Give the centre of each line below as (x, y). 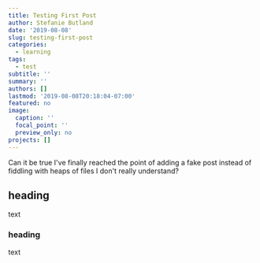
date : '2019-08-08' (40, 30)
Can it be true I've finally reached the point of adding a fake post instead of (130, 162)
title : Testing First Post (52, 15)
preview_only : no (44, 132)
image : (19, 111)
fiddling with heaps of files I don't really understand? (94, 171)
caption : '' (35, 118)
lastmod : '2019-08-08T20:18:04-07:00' (72, 96)
